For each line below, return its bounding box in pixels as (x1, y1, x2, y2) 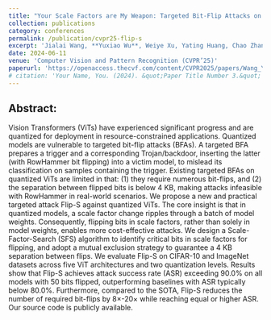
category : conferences (8, 27, 85, 35)
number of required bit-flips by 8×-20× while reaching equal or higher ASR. (8, 294, 260, 304)
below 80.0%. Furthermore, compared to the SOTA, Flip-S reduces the (8, 285, 243, 295)
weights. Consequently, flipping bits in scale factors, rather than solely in (8, 217, 250, 226)
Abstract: (8, 102, 57, 115)
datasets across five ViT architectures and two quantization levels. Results (8, 260, 256, 270)
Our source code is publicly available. (8, 303, 133, 313)
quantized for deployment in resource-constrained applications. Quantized (8, 131, 256, 141)
